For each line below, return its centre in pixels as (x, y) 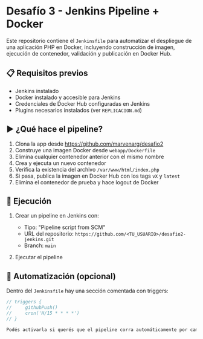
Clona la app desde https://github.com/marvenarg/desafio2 (89, 144)
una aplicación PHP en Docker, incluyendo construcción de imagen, (91, 47)
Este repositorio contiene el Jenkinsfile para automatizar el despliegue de (99, 40)
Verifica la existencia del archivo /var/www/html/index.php (87, 169)
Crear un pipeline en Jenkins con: (57, 216)
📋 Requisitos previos (47, 73)
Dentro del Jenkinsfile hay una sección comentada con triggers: (87, 291)
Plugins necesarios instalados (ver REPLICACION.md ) (78, 110)
